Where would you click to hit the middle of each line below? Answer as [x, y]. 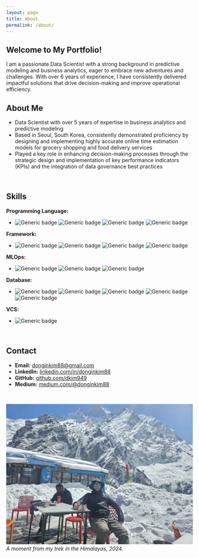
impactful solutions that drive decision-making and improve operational [93, 83]
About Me [25, 108]
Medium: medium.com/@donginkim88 [62, 384]
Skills [16, 197]
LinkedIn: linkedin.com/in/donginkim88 [62, 372]
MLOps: [16, 257]
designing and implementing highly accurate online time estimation [97, 141]
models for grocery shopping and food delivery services [84, 148]
